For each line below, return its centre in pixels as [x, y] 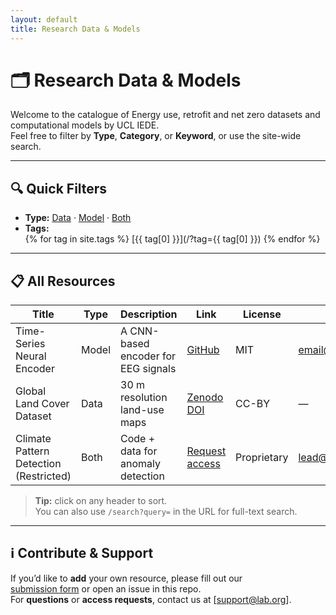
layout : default [44, 19]
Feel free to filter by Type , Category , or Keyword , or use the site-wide [156, 136]
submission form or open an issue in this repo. [106, 588]
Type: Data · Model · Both [78, 218]
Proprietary [262, 458]
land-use [142, 410]
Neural [31, 356]
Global [31, 391]
